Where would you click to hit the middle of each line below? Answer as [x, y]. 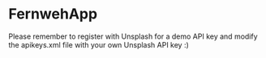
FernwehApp [53, 14]
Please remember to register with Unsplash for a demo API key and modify [133, 36]
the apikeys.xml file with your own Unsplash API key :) [99, 44]
